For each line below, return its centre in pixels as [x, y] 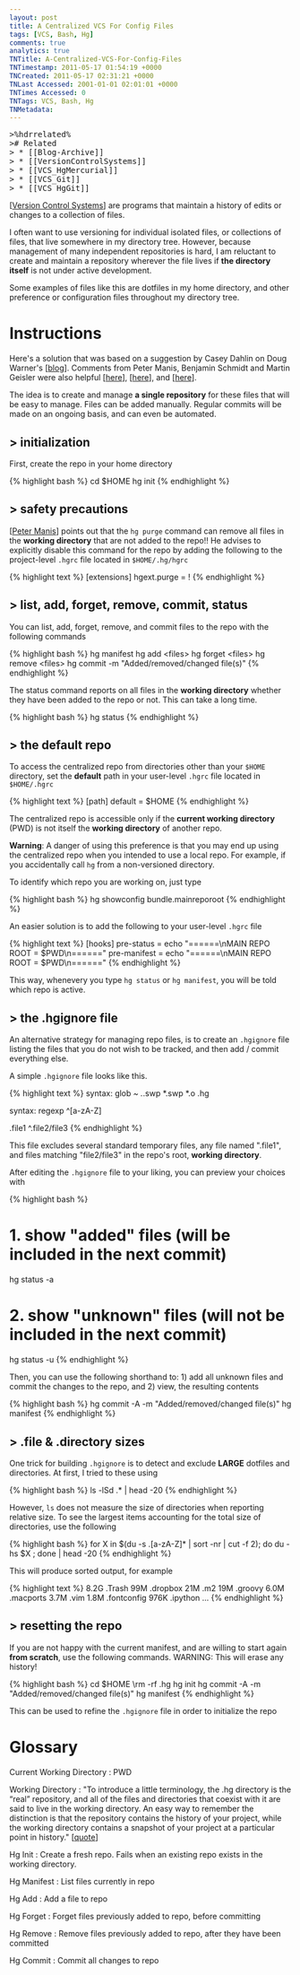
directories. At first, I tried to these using [84, 1473]
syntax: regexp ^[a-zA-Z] [56, 1111]
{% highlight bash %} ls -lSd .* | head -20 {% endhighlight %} [124, 1490]
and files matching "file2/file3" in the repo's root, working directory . [136, 1155]
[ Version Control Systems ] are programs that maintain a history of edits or [146, 205]
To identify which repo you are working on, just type [105, 882]
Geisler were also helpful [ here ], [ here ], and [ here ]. [103, 378]
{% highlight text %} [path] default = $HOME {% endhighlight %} [129, 801]
